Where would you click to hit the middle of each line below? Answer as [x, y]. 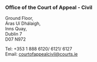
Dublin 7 [14, 34]
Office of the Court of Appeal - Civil [49, 7]
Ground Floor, [19, 18]
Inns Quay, [16, 29]
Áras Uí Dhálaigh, [23, 23]
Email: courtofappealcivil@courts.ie [42, 54]
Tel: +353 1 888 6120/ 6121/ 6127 [39, 49]
